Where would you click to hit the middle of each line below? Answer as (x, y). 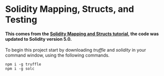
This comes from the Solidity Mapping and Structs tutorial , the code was (82, 34)
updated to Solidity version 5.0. (38, 39)
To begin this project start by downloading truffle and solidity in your (76, 50)
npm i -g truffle (23, 65)
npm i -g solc (20, 69)
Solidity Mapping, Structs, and (69, 9)
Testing (21, 20)
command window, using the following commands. (57, 55)
